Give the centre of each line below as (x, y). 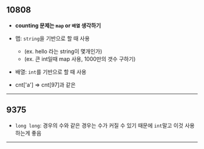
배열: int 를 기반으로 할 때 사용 (51, 72)
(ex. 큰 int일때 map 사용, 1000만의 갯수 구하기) (80, 59)
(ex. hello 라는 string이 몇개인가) (63, 51)
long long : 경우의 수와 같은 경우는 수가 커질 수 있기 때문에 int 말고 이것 (99, 125)
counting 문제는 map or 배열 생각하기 (58, 25)
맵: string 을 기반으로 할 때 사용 (52, 38)
